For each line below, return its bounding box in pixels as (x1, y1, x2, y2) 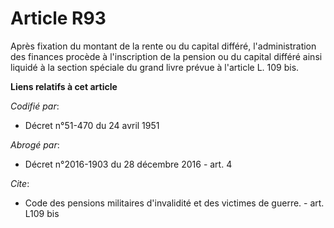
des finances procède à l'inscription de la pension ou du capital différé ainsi (10, 50, 323, 62)
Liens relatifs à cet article (10, 80, 118, 92)
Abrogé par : (10, 138, 60, 151)
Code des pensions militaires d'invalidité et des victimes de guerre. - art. (24, 197, 325, 209)
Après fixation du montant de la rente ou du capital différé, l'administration (10, 40, 317, 52)
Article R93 (10, 7, 107, 30)
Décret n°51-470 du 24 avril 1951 (24, 119, 160, 131)
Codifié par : (10, 100, 60, 112)
